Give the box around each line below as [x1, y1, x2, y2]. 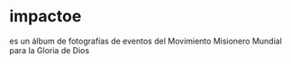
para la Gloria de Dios [9, 44, 90, 55]
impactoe [9, 6, 82, 27]
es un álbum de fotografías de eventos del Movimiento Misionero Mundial [9, 36, 282, 46]
